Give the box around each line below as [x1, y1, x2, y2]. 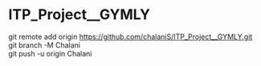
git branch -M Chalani [8, 40, 80, 49]
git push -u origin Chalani [8, 49, 92, 58]
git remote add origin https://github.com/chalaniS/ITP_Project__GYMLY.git [8, 32, 253, 41]
